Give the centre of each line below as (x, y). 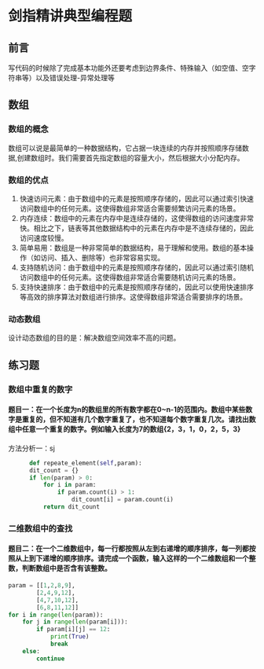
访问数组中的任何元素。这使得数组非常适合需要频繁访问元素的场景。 (130, 208)
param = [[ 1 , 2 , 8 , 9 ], (42, 586)
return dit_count (71, 507)
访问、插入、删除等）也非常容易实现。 (103, 257)
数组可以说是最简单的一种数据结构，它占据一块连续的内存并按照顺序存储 (125, 148)
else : (31, 651)
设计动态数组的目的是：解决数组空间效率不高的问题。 (94, 338)
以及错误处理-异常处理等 (75, 78)
